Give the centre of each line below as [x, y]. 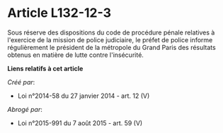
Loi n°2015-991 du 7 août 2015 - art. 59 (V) [80, 123]
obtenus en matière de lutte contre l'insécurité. [75, 55]
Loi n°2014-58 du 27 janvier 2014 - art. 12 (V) [84, 96]
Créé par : [21, 82]
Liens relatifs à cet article [45, 68]
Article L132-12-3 [59, 13]
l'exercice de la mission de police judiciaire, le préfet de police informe [110, 39]
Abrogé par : [25, 109]
